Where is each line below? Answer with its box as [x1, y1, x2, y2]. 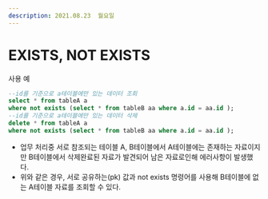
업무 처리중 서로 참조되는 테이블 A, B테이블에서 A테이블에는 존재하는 [19, 141, 234, 152]
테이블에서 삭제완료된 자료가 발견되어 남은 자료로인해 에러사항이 [33, 152, 232, 161]
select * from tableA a [8, 97, 88, 105]
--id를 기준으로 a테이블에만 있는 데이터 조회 [8, 90, 138, 98]
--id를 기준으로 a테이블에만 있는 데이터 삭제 [8, 112, 138, 120]
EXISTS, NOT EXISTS [8, 46, 150, 64]
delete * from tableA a [8, 119, 88, 128]
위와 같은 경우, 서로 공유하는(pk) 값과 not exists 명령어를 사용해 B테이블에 [19, 172, 251, 181]
